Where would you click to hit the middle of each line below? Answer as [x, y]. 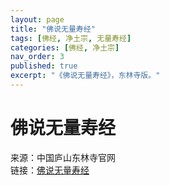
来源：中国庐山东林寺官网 [63, 157]
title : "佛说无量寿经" [53, 29]
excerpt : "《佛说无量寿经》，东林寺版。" [85, 76]
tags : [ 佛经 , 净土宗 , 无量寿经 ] [71, 38]
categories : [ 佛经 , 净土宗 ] [65, 47]
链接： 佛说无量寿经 [50, 170]
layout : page [37, 19]
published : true [44, 66]
